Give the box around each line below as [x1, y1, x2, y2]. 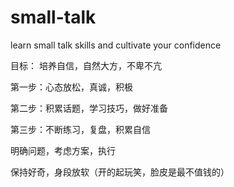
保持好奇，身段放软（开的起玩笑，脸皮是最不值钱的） [10, 166, 230, 178]
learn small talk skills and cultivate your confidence [10, 39, 222, 51]
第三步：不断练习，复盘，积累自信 [10, 123, 151, 135]
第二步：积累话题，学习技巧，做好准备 [10, 102, 168, 114]
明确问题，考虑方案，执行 [10, 144, 116, 156]
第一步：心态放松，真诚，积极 [10, 81, 133, 93]
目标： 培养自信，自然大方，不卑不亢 [10, 59, 162, 71]
